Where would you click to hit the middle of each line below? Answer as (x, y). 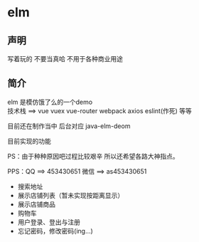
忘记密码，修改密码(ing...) (55, 231)
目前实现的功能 (29, 141)
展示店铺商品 (36, 204)
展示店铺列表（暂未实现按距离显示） (71, 195)
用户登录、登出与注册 (49, 222)
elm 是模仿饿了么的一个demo (50, 102)
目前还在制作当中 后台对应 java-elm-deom (69, 126)
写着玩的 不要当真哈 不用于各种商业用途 (65, 59)
